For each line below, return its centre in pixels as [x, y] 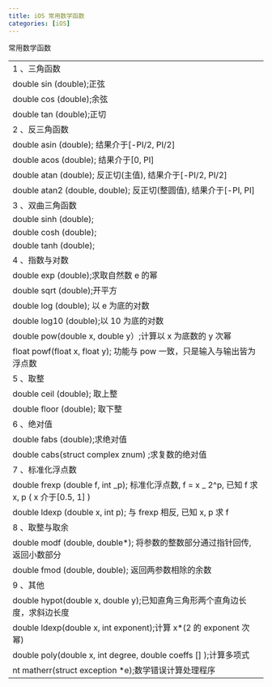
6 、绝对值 [32, 424]
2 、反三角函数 [40, 129]
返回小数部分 [37, 554]
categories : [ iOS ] [39, 23]
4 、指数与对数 [40, 260]
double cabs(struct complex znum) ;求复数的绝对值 [110, 454]
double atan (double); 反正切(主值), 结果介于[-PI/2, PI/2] [120, 175]
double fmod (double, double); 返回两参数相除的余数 [112, 570]
